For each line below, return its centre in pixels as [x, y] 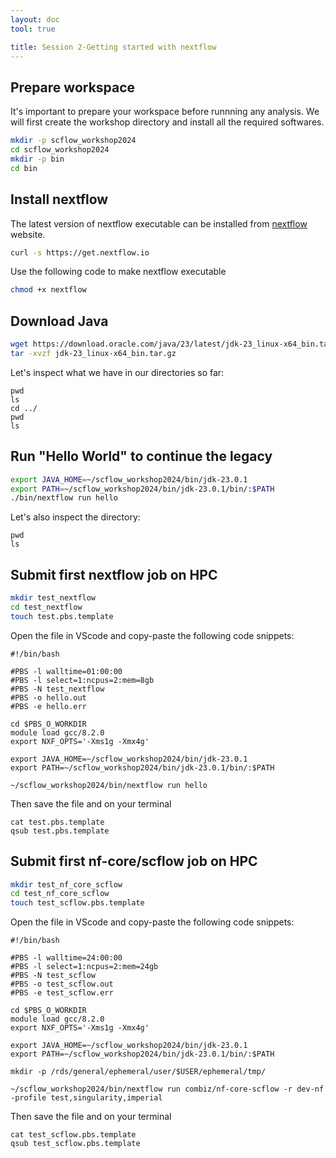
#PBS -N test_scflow [53, 976]
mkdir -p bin [37, 159]
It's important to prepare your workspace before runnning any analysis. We [165, 112]
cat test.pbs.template [57, 822]
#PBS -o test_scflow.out [62, 984]
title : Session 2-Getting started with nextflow [113, 47]
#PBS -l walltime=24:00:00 [66, 958]
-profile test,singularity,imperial [86, 1098]
